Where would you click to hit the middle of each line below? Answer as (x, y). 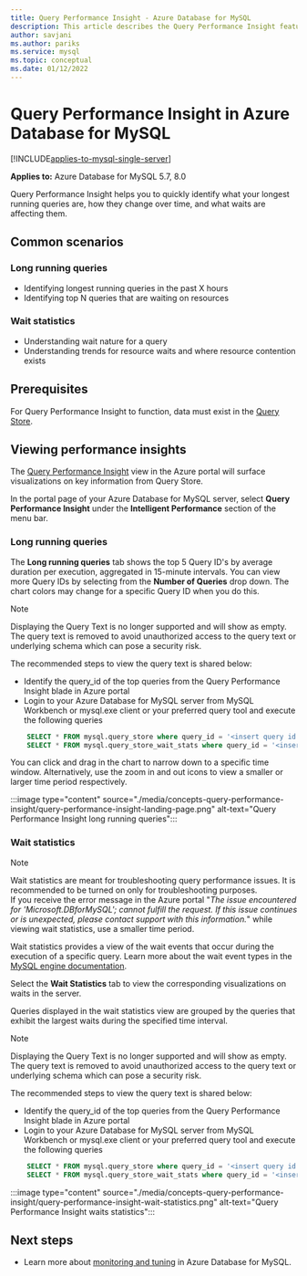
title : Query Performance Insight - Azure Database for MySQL (131, 18)
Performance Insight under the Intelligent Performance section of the (143, 508)
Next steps (42, 1240)
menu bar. (29, 518)
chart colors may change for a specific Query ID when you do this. (135, 591)
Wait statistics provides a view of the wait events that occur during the (142, 947)
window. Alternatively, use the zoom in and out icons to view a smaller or (147, 772)
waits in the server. (46, 993)
